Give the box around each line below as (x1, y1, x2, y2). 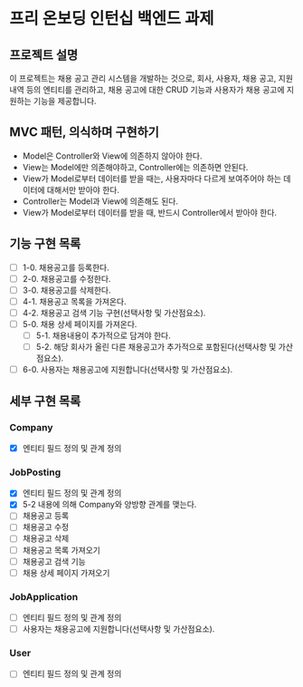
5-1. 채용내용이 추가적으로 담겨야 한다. (35, 330, 172, 341)
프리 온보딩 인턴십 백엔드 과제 (9, 8, 214, 29)
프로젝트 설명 (9, 47, 79, 63)
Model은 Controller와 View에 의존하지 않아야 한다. (22, 150, 203, 161)
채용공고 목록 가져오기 (22, 545, 101, 556)
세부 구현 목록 (9, 393, 81, 409)
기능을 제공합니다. (33, 96, 97, 106)
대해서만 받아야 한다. (46, 184, 120, 195)
